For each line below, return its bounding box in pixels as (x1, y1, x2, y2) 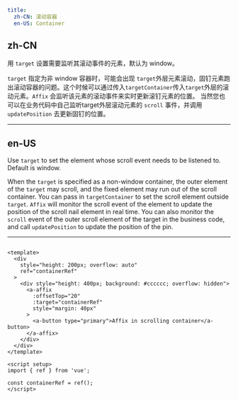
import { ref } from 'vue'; (7, 367, 91, 374)
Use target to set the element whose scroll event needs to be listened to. (7, 156, 221, 165)
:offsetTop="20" (33, 293, 81, 300)
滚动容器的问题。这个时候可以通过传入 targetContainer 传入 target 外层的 (13, 83, 223, 91)
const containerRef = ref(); (7, 379, 93, 387)
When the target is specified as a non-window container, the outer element (7, 177, 228, 186)
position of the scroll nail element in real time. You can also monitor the (7, 208, 215, 216)
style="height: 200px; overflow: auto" (20, 262, 138, 269)
